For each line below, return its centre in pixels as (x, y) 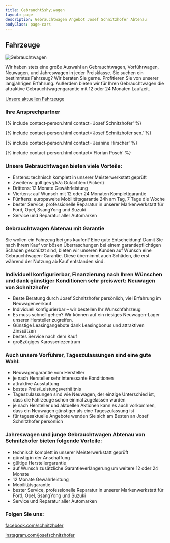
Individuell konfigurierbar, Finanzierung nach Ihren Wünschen (84, 274)
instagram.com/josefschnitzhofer (40, 535)
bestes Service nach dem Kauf (45, 336)
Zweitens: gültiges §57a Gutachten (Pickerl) (58, 182)
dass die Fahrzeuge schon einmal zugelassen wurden (69, 399)
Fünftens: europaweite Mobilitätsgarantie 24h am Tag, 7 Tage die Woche (89, 199)
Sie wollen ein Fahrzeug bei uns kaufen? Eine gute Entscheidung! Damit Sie (84, 239)
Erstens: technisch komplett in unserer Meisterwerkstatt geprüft (79, 177)
